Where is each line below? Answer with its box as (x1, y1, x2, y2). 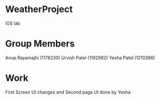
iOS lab (5, 20, 20, 26)
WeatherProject (5, 4, 73, 15)
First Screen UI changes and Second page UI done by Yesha (5, 89, 131, 95)
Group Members (5, 38, 75, 49)
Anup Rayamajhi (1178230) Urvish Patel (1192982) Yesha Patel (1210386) (5, 55, 155, 61)
